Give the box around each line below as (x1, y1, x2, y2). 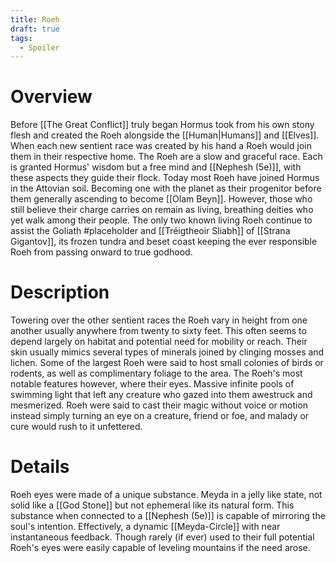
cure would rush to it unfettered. (10, 421, 143, 433)
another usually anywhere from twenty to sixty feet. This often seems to (10, 325, 307, 337)
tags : (10, 33, 33, 43)
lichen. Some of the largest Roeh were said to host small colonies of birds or (10, 357, 324, 369)
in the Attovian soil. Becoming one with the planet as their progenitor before (10, 182, 322, 195)
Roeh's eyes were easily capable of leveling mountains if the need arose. (10, 542, 311, 554)
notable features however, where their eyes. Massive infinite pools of (10, 378, 295, 390)
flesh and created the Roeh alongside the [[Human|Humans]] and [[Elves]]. (10, 129, 320, 141)
